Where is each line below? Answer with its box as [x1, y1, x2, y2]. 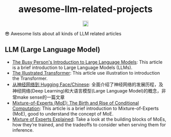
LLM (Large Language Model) [5, 45, 100, 54]
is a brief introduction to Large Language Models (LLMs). [12, 64, 133, 71]
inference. [12, 127, 34, 133]
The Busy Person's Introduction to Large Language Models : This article [12, 59, 163, 65]
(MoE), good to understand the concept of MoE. [12, 110, 114, 117]
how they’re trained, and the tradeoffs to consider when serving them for [12, 121, 166, 128]
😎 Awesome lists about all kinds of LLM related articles [5, 30, 121, 36]
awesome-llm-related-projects [18, 4, 153, 15]
